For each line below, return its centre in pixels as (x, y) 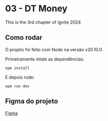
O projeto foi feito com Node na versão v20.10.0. (54, 49)
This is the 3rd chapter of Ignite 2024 (43, 22)
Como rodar (24, 38)
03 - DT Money (36, 9)
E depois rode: (20, 77)
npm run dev (17, 86)
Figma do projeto (32, 101)
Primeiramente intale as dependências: (45, 59)
